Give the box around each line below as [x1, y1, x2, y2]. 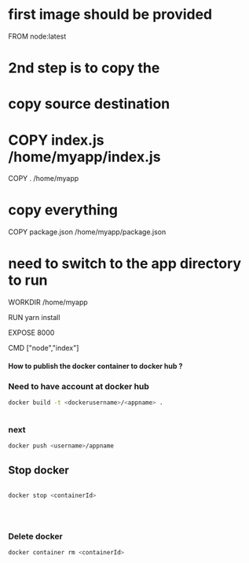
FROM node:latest [8, 31, 67, 41]
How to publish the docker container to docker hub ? [8, 361, 183, 370]
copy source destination [8, 95, 170, 113]
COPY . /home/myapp [8, 174, 79, 183]
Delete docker [8, 531, 63, 542]
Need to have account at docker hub [8, 381, 149, 392]
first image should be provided [8, 6, 213, 24]
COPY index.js [8, 131, 104, 149]
